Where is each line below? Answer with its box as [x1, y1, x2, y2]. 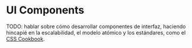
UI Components [6, 4, 85, 17]
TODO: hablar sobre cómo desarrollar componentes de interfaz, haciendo [6, 23, 186, 30]
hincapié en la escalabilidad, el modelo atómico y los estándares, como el [6, 29, 186, 36]
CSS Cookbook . [6, 35, 45, 42]
